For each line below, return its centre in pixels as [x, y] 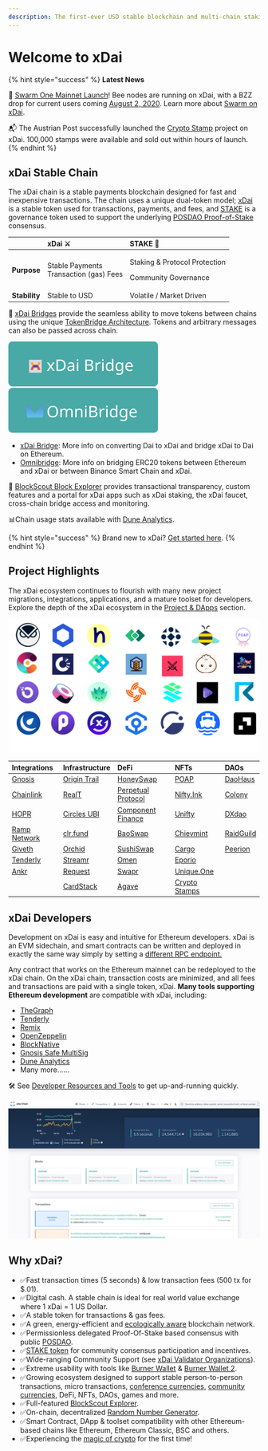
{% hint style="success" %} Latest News [77, 79]
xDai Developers [50, 918]
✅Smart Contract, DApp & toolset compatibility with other [114, 1421]
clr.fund [76, 834]
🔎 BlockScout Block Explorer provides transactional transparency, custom [129, 486]
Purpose [26, 270]
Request [76, 871]
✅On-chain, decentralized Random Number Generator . [110, 1412]
